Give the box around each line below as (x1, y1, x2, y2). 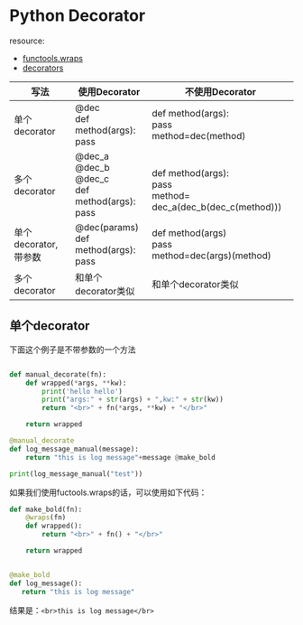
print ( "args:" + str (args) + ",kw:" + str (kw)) (41, 395, 224, 405)
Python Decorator (9, 5, 146, 26)
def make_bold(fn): (9, 505, 83, 514)
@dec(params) (75, 220, 140, 233)
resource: (9, 35, 45, 46)
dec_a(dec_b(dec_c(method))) (151, 201, 282, 213)
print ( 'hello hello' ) (41, 387, 124, 396)
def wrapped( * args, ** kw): (25, 378, 127, 387)
